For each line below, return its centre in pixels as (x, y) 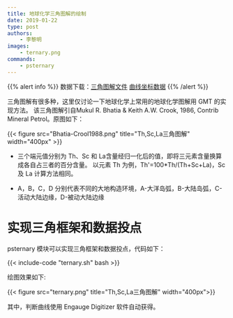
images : (18, 46)
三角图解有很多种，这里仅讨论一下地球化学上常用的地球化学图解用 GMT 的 (114, 101)
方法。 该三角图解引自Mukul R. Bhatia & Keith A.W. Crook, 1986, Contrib (116, 110)
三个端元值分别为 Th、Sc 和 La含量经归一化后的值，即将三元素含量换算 (119, 156)
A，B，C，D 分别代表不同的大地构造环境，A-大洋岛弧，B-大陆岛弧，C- (120, 188)
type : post (23, 27)
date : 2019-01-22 (32, 20)
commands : (22, 59)
